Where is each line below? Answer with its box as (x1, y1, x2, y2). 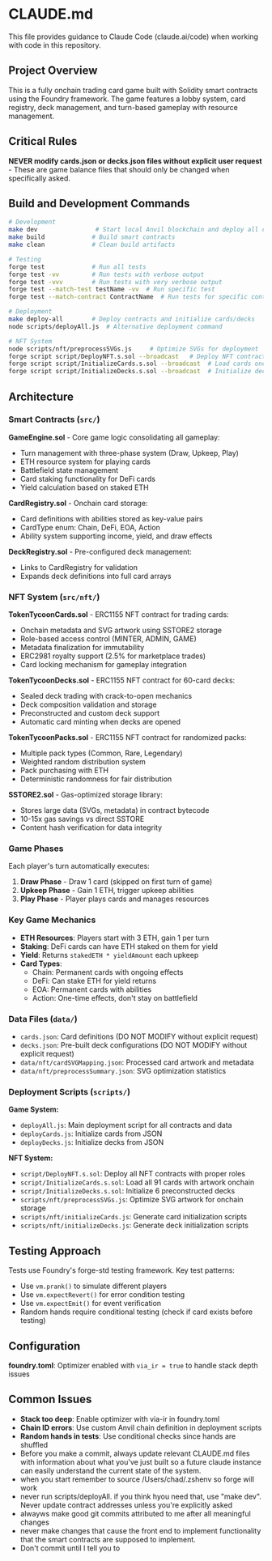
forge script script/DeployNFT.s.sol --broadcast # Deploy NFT (8, 352, 233, 360)
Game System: (8, 1104, 59, 1114)
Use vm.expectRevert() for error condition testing (19, 1290, 185, 1299)
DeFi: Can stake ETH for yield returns (32, 976, 156, 985)
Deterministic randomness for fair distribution (19, 774, 172, 784)
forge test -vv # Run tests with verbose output (8, 270, 205, 279)
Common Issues (8, 1393, 92, 1406)
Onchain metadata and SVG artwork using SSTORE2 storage (19, 625, 223, 636)
